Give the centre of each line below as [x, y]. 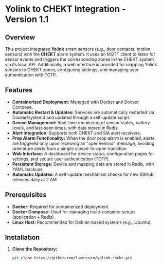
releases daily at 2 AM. [35, 179]
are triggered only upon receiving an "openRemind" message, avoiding [83, 143]
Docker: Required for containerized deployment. [61, 207]
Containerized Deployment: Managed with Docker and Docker [75, 102]
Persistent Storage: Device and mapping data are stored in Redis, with [83, 164]
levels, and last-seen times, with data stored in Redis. [65, 128]
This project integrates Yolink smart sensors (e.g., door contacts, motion [78, 49]
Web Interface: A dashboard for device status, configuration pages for [83, 153]
